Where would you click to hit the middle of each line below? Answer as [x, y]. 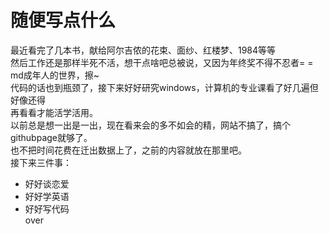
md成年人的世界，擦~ [55, 75]
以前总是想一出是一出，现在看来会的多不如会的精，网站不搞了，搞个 [150, 125]
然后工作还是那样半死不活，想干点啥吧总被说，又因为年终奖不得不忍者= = [162, 62]
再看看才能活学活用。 [54, 112]
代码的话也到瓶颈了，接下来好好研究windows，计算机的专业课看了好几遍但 [164, 87]
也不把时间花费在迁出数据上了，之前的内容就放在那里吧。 [128, 150]
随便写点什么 [63, 20]
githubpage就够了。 [51, 137]
